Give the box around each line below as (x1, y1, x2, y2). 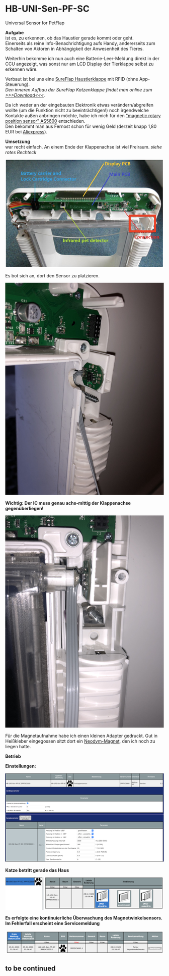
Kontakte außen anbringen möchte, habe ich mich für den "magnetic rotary (5, 112, 161, 119)
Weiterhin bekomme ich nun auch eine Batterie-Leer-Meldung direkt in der (5, 55, 160, 61)
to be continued (5, 964, 56, 972)
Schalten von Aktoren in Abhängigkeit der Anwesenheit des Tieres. (5, 45, 144, 52)
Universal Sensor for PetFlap (5, 20, 65, 26)
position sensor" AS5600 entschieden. (5, 118, 86, 124)
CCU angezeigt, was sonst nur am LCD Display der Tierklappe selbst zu (5, 61, 154, 67)
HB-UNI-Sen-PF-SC (5, 3, 90, 15)
